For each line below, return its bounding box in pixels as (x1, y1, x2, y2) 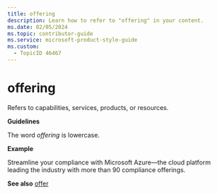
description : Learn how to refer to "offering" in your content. (7, 17, 204, 24)
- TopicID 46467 (13, 50, 62, 57)
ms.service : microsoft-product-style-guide (7, 37, 138, 44)
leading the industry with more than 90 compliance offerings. (7, 165, 186, 174)
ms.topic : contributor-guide (7, 30, 93, 37)
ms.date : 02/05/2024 (7, 23, 69, 30)
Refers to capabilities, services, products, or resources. (7, 103, 169, 111)
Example (7, 144, 34, 152)
